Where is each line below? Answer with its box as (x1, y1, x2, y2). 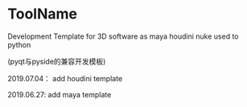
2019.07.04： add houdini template (7, 73, 123, 83)
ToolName (7, 5, 78, 23)
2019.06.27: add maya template (7, 89, 112, 99)
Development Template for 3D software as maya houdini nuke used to (7, 31, 239, 41)
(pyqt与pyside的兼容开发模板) (7, 56, 106, 66)
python (7, 39, 31, 49)
